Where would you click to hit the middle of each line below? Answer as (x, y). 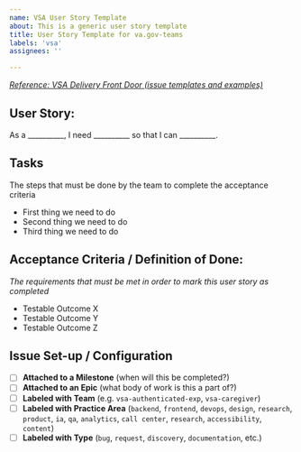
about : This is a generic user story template (98, 26)
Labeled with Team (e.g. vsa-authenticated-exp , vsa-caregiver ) (141, 398)
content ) (38, 428)
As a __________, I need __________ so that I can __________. (114, 134)
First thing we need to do (68, 212)
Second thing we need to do (75, 221)
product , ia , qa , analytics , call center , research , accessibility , (142, 418)
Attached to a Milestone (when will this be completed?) (126, 378)
